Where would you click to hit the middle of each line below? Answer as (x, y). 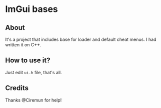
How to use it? (28, 60)
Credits (17, 88)
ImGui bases (32, 9)
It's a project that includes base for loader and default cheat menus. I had (81, 39)
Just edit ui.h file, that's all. (34, 72)
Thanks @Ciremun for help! (33, 100)
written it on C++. (23, 45)
